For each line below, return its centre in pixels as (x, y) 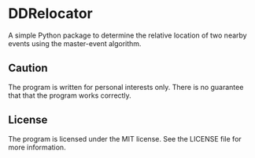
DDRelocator (50, 14)
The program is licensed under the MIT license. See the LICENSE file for (125, 138)
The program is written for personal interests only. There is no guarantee (126, 87)
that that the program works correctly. (70, 95)
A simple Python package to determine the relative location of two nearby (128, 35)
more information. (37, 147)
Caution (28, 68)
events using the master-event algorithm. (75, 43)
